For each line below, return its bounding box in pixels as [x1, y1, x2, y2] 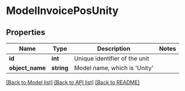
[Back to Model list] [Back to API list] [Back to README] [6, 79, 140, 86]
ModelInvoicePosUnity [6, 4, 119, 17]
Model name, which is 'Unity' [74, 64, 153, 72]
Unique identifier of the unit [74, 54, 149, 62]
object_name [9, 64, 46, 72]
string [51, 64, 69, 72]
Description [97, 45, 131, 52]
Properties [6, 27, 46, 37]
